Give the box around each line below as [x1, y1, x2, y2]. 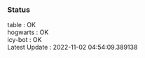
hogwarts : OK [7, 28, 49, 36]
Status [7, 5, 30, 15]
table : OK [7, 21, 36, 29]
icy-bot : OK [7, 36, 42, 44]
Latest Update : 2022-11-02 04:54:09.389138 [7, 43, 138, 52]
